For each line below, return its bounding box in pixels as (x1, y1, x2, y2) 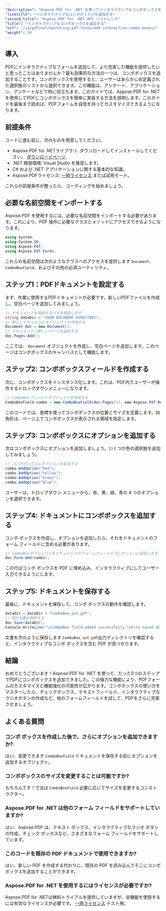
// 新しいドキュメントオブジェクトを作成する (5, 319, 85, 324)
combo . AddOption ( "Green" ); (5, 475, 61, 480)
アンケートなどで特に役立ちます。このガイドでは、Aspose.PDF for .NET (13, 89, 160, 94)
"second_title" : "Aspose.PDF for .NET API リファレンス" (5, 16, 120, 21)
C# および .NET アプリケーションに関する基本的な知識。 (12, 166, 127, 172)
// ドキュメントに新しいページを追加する (5, 329, 78, 334)
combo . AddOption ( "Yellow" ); (5, 471, 63, 476)
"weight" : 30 (5, 30, 32, 35)
